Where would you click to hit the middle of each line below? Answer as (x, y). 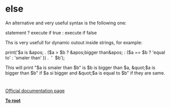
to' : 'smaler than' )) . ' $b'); (35, 58)
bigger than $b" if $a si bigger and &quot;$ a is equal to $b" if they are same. (85, 73)
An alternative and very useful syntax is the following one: (66, 23)
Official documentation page (35, 91)
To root (13, 101)
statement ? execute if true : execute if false (51, 32)
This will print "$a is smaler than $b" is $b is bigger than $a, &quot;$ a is (80, 67)
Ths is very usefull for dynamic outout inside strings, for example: (74, 42)
